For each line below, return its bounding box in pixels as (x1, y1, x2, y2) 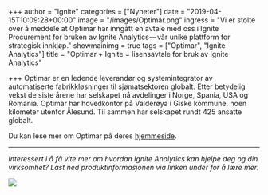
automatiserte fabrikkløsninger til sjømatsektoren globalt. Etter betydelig (8, 82, 246, 91)
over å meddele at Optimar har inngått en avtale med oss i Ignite (8, 24, 219, 33)
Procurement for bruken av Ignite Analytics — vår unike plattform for (8, 32, 231, 42)
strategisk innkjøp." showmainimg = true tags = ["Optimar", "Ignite (8, 41, 226, 50)
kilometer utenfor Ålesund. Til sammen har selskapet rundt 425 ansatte (8, 107, 242, 117)
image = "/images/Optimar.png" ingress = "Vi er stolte (77, 15, 256, 25)
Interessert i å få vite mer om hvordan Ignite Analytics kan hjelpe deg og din (8, 154, 258, 163)
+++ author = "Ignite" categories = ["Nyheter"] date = (8, 7, 186, 16)
